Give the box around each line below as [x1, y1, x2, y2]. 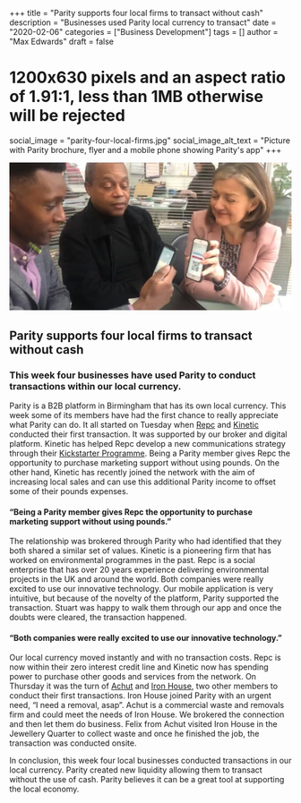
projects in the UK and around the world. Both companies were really [9, 574, 264, 585]
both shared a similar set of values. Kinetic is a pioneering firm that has [9, 545, 271, 556]
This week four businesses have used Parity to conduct [9, 369, 256, 381]
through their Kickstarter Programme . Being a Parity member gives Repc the [9, 448, 291, 458]
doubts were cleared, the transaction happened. [9, 612, 187, 623]
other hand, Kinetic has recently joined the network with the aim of [9, 466, 255, 477]
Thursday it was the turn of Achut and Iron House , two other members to [9, 680, 279, 692]
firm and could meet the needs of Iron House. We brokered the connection [9, 709, 285, 720]
